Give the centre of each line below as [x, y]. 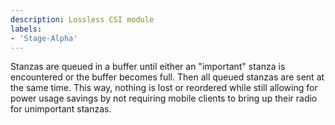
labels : [26, 29]
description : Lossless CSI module [82, 19]
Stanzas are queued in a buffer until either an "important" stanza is [148, 67]
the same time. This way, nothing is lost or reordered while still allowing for [164, 88]
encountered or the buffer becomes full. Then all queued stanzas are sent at [167, 77]
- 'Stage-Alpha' [44, 38]
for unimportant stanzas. [61, 109]
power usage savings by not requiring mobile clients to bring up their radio [164, 98]
